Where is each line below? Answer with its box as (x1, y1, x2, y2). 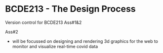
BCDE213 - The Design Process (5, 3, 136, 15)
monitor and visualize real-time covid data (12, 43, 98, 49)
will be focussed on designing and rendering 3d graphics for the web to (12, 38, 159, 44)
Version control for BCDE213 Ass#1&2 (5, 19, 82, 25)
